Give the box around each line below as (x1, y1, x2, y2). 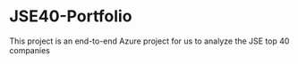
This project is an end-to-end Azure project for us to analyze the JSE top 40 (9, 36, 290, 46)
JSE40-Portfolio (9, 6, 132, 27)
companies (9, 44, 51, 55)
